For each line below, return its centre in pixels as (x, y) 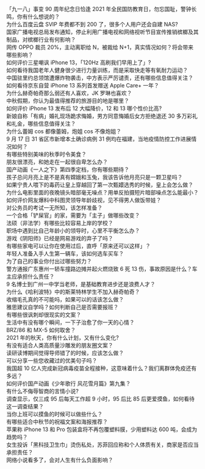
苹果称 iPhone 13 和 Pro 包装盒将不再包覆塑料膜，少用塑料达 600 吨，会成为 (102, 429)
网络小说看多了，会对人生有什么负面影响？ (60, 460)
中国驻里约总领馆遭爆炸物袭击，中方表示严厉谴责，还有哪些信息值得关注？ (100, 78)
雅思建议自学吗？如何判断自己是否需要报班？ (63, 307)
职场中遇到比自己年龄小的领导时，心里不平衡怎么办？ (73, 231)
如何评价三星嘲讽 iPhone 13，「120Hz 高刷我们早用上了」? (79, 62)
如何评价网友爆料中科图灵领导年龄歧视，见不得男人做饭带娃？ (84, 200)
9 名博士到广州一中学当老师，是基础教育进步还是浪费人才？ (81, 284)
